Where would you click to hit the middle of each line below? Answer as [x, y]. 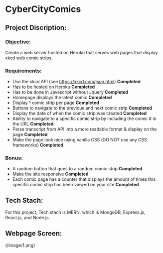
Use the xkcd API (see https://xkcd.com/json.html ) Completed [76, 82]
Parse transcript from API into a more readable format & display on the [84, 129]
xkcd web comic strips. [29, 58]
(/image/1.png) [20, 246]
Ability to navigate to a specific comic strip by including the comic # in [84, 119]
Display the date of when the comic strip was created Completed [80, 114]
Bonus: [14, 158]
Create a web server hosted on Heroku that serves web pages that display [81, 52]
